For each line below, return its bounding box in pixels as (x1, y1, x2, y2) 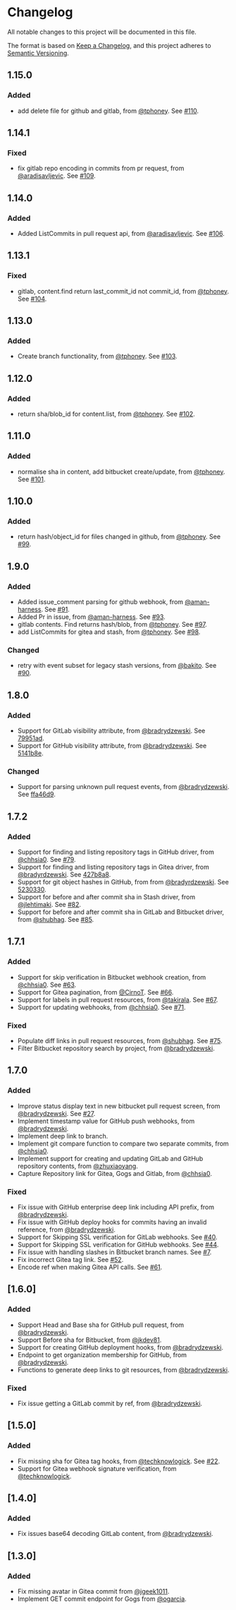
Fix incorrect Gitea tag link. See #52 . (17, 1256, 124, 1264)
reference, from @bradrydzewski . (17, 1225, 116, 1234)
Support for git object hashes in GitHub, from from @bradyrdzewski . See (17, 878, 229, 887)
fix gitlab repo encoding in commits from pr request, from (17, 164, 185, 173)
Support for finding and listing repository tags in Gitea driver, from (17, 863, 210, 872)
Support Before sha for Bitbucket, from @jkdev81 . (17, 1335, 162, 1344)
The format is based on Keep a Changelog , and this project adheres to (7, 41, 211, 49)
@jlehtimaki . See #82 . (17, 901, 82, 909)
